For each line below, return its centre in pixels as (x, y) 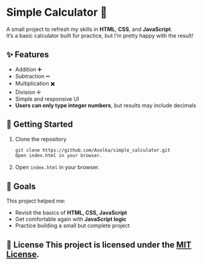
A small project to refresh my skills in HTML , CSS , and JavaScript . (89, 29)
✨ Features (28, 55)
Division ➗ (28, 92)
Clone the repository (41, 139)
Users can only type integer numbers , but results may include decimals (106, 105)
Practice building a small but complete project (72, 226)
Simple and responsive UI (47, 99)
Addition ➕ (29, 69)
